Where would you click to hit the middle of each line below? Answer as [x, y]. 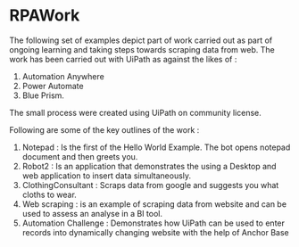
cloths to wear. [50, 194]
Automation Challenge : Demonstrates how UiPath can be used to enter [154, 223]
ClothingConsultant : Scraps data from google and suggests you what [150, 185]
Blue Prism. [43, 95]
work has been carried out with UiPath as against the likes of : [123, 59]
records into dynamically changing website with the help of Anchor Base [155, 232]
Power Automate [53, 86]
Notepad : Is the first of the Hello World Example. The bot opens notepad [156, 147]
